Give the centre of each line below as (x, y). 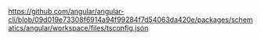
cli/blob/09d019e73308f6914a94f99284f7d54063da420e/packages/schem (130, 20)
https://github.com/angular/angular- (66, 11)
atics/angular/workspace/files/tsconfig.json (78, 28)
